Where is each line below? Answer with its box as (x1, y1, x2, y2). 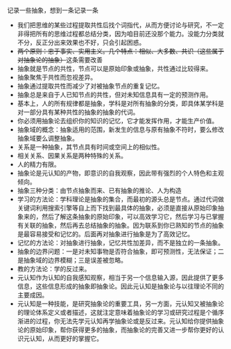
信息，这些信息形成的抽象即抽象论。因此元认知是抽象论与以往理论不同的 (17, 282, 224, 290)
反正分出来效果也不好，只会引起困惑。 (35, 38, 146, 47)
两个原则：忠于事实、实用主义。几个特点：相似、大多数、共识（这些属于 (17, 47, 224, 55)
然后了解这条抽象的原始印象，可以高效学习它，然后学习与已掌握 (41, 212, 224, 221)
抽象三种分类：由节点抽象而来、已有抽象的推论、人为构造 (17, 187, 182, 194)
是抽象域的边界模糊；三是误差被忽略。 (17, 256, 127, 264)
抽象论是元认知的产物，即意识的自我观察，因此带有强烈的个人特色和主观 (17, 169, 224, 177)
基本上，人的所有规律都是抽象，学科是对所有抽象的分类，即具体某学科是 (17, 100, 224, 107)
